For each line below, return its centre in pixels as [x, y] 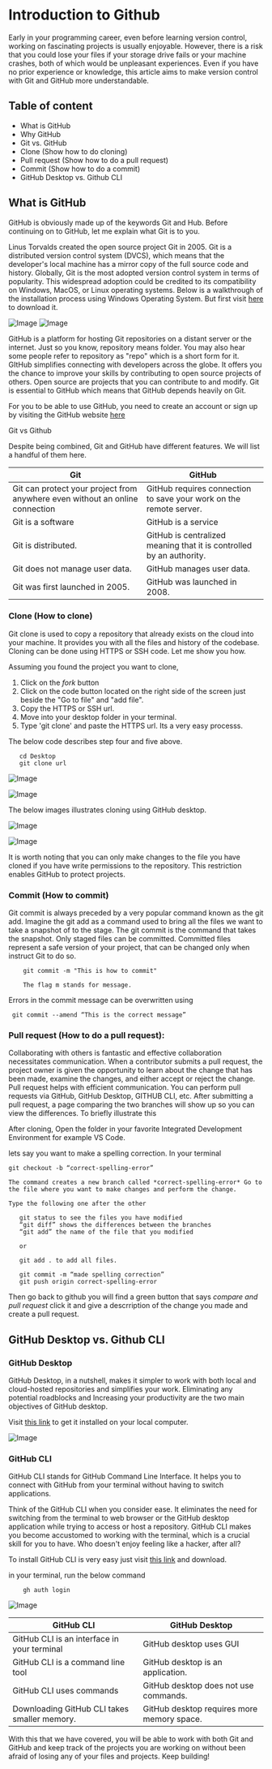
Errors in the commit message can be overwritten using [101, 1001]
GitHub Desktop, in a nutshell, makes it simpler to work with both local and [132, 1380]
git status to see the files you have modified [101, 1218]
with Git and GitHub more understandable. [79, 80]
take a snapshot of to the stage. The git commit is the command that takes [132, 930]
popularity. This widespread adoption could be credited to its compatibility [132, 281]
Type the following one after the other [78, 1204]
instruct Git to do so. [42, 956]
